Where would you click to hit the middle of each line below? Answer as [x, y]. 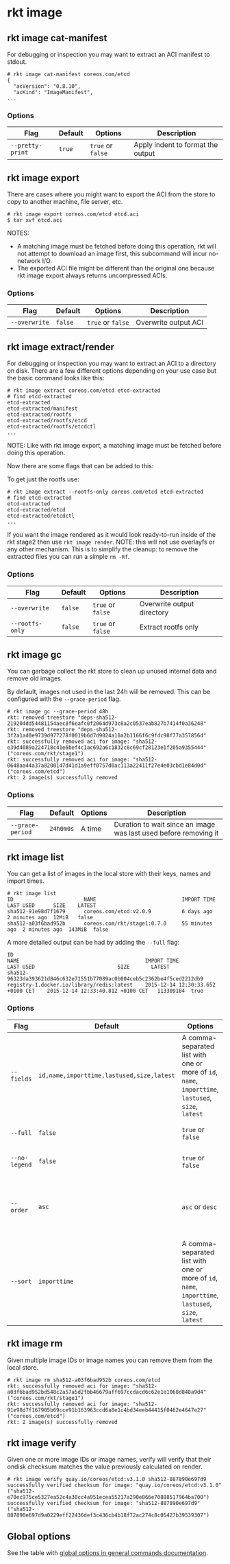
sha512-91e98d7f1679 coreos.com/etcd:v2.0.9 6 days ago [110, 912]
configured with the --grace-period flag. [64, 699]
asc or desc [199, 1206]
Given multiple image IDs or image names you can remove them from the [110, 1360]
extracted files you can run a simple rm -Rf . [68, 557]
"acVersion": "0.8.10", [47, 87]
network [29, 261]
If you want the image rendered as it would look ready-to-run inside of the [112, 535]
